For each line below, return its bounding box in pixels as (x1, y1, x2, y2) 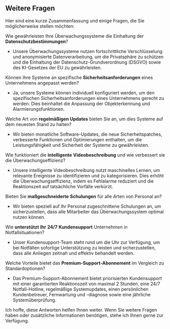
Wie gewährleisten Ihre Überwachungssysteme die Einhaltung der (5, 33, 144, 39)
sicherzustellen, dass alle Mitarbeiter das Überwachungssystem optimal (12, 209, 164, 215)
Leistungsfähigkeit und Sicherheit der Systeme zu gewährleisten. (12, 142, 149, 148)
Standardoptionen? (5, 265, 46, 271)
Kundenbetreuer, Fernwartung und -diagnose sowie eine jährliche (12, 291, 151, 297)
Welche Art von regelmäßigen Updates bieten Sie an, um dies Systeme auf (5, 116, 163, 122)
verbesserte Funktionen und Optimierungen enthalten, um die (12, 136, 142, 142)
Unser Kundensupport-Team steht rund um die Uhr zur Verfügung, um (12, 239, 160, 245)
